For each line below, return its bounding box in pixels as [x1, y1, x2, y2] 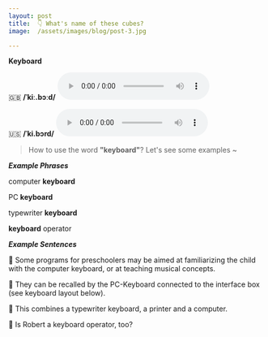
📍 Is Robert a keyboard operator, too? [8, 320, 134, 330]
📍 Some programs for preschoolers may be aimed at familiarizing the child [8, 255, 257, 265]
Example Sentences [8, 240, 77, 249]
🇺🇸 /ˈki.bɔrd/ [8, 129, 54, 139]
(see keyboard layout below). [8, 288, 106, 298]
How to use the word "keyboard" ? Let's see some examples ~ [28, 145, 237, 155]
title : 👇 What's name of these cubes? [8, 19, 144, 28]
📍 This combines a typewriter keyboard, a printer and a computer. [8, 304, 228, 313]
